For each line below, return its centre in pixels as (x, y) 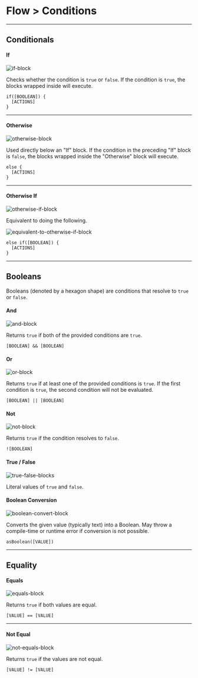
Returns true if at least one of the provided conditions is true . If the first (93, 384)
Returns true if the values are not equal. (55, 659)
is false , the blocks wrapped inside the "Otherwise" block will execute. (92, 156)
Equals (15, 580)
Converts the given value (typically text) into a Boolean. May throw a (89, 525)
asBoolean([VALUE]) (30, 542)
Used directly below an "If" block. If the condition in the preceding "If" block (99, 150)
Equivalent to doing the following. (47, 220)
